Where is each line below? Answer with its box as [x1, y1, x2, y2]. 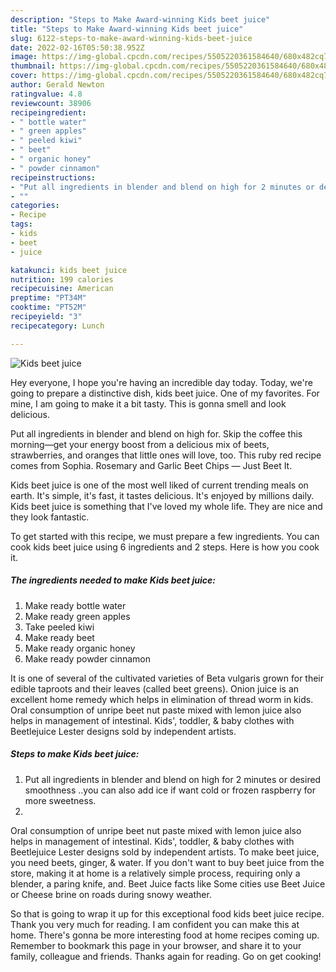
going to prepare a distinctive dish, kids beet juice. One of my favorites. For [10, 387, 320, 399]
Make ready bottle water [24, 599, 127, 611]
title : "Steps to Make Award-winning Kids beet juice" [10, 24, 244, 34]
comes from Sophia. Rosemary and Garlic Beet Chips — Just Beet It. [10, 459, 293, 471]
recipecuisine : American [10, 284, 114, 294]
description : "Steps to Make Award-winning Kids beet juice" [10, 14, 271, 25]
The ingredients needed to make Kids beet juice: [10, 574, 216, 586]
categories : [10, 201, 60, 211]
